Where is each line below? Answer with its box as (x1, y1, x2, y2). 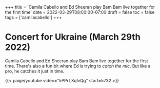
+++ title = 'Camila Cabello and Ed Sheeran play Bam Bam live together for (5, 4, 155, 10)
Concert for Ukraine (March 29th (5, 32, 140, 43)
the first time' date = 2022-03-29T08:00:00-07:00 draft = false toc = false (5, 9, 155, 15)
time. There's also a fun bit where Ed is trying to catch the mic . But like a (5, 63, 151, 69)
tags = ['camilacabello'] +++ (5, 15, 62, 20)
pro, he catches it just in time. (5, 68, 65, 74)
